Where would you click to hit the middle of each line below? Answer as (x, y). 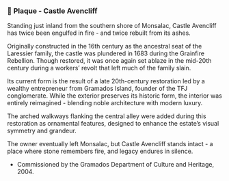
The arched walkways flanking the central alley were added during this (107, 116)
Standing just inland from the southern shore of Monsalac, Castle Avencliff (112, 26)
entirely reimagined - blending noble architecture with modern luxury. (105, 103)
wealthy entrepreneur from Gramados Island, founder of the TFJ (97, 89)
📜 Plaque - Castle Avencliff (52, 11)
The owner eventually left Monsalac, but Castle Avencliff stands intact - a (110, 144)
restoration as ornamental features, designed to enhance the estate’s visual (113, 124)
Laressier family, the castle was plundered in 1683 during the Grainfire (106, 53)
